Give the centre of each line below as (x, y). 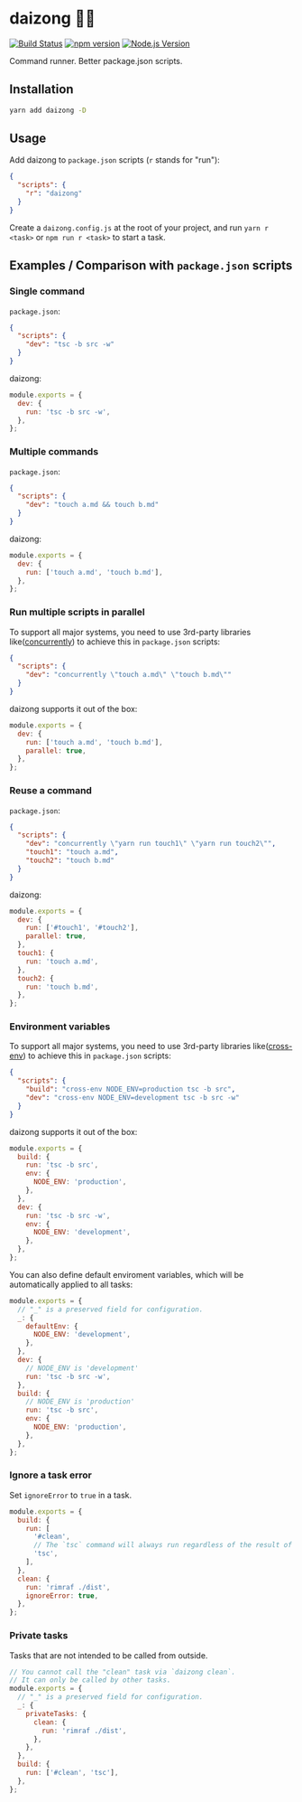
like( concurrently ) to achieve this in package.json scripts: (115, 642)
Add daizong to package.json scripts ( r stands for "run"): (115, 160)
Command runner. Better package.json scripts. (96, 61)
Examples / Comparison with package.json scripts (151, 266)
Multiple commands (54, 452)
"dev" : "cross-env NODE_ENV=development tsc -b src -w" (133, 1098)
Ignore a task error (50, 1475)
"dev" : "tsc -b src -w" (70, 344)
